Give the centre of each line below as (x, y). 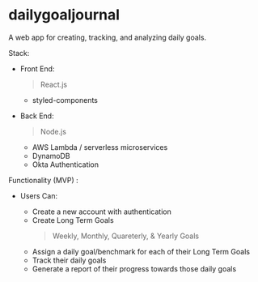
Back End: (37, 116)
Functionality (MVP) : (43, 180)
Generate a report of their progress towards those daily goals (134, 268)
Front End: (37, 68)
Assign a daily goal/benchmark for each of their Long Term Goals (141, 251)
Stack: (19, 53)
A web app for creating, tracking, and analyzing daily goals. (108, 37)
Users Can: (39, 195)
